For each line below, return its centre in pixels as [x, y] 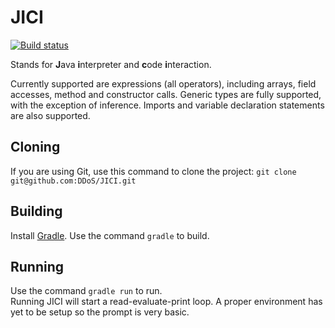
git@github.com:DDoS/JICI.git [73, 181]
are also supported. [50, 115]
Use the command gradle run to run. [86, 291]
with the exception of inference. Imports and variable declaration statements [167, 105]
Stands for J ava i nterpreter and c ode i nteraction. [111, 64]
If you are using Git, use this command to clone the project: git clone [153, 171]
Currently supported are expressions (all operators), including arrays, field [163, 83]
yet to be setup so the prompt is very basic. [100, 312]
